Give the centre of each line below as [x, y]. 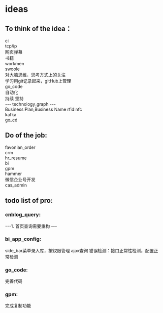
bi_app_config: [23, 239]
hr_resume [16, 158]
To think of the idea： [39, 28]
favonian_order [20, 147]
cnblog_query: [23, 215]
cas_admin [16, 185]
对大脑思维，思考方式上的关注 [35, 75]
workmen [15, 64]
